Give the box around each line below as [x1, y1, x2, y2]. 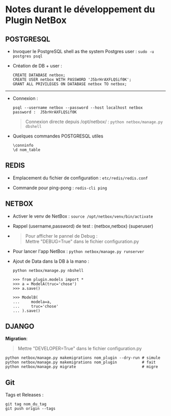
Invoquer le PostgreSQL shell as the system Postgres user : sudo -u [12, 49, 154, 54]
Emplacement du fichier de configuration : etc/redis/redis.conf [12, 175, 148, 181]
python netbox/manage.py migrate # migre [5, 364, 158, 369]
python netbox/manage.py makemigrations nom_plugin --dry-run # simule [5, 355, 160, 361]
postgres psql [12, 54, 43, 59]
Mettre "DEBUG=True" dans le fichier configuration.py [25, 238, 139, 244]
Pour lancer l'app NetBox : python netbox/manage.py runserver [12, 248, 145, 254]
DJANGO [5, 322, 35, 331]
